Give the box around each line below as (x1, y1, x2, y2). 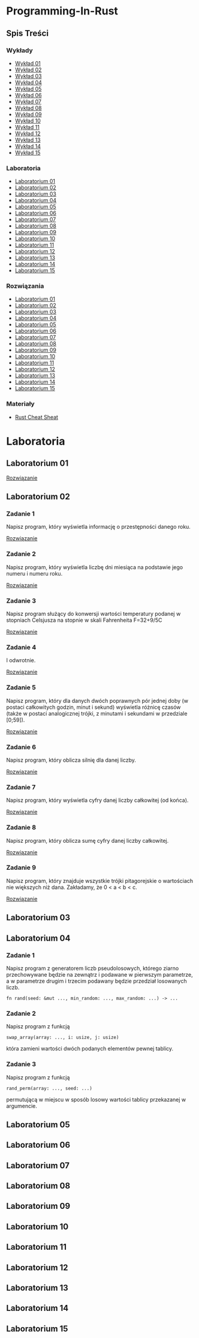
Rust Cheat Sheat (14, 413, 59, 421)
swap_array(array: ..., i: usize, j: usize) (6, 1034, 119, 1041)
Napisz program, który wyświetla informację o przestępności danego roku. (6, 523, 191, 531)
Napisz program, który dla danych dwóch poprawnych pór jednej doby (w (6, 697, 189, 704)
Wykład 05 (14, 85, 42, 92)
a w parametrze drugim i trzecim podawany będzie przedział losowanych (6, 977, 187, 984)
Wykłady (6, 46, 33, 55)
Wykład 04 (14, 79, 42, 86)
